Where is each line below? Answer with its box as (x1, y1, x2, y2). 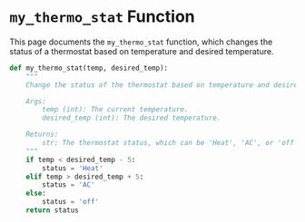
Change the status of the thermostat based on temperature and (25, 80, 271, 90)
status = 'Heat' (42, 163, 103, 173)
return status (25, 206, 79, 215)
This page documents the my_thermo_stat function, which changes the (9, 36, 273, 47)
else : (25, 188, 47, 198)
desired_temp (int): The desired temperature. (42, 113, 221, 123)
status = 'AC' (42, 180, 95, 189)
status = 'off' (42, 198, 100, 207)
